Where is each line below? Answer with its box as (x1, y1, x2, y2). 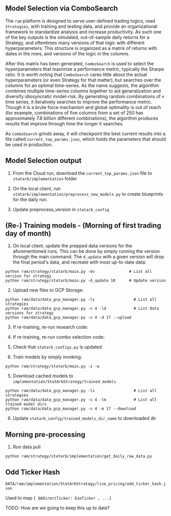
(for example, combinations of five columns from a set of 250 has (5, 109, 143, 116)
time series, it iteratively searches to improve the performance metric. (5, 99, 153, 105)
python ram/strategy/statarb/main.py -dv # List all (5, 269, 153, 274)
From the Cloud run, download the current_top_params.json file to (12, 170, 153, 176)
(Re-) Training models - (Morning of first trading (5, 221, 161, 230)
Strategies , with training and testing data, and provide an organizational (5, 23, 158, 29)
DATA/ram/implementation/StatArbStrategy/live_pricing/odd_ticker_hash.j (5, 482, 166, 487)
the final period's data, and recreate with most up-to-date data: (12, 259, 147, 265)
